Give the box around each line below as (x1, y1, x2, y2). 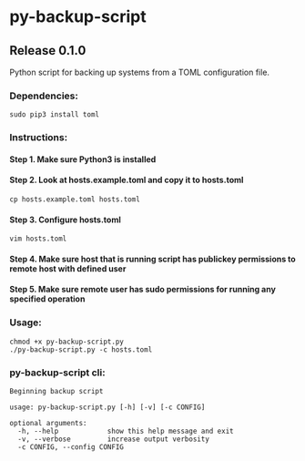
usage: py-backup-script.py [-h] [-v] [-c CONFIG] (9, 403, 206, 412)
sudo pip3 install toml (9, 110, 100, 119)
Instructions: (9, 131, 68, 144)
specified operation (9, 293, 86, 304)
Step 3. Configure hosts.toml (9, 214, 121, 225)
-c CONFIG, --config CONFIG (17, 443, 125, 452)
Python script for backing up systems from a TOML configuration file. (9, 67, 270, 77)
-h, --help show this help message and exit (17, 426, 234, 435)
